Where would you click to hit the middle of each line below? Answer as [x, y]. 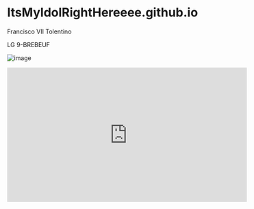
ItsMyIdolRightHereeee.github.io [103, 13]
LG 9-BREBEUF [28, 44]
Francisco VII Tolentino [39, 31]
